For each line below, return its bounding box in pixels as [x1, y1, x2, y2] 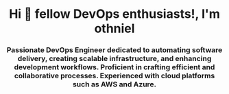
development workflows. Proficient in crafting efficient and [14, 62, 215, 72]
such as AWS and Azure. [72, 80, 157, 89]
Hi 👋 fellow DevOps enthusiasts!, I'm [8, 6, 221, 22]
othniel [94, 21, 135, 36]
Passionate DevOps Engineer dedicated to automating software [6, 45, 223, 55]
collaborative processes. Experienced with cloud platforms [14, 71, 215, 81]
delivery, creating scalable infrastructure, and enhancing [17, 54, 212, 64]
